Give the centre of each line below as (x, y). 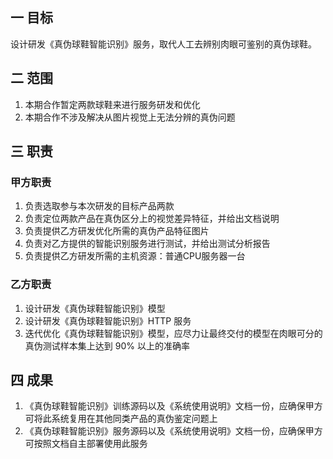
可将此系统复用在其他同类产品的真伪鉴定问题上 (121, 419)
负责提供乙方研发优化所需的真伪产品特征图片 (117, 231)
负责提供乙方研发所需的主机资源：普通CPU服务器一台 (135, 256)
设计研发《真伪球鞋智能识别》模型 (95, 308)
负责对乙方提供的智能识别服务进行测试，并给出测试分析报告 (147, 244)
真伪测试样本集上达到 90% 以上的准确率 (107, 345)
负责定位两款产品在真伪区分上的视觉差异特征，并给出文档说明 (152, 219)
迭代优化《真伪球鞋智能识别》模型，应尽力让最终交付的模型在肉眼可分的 (173, 333)
